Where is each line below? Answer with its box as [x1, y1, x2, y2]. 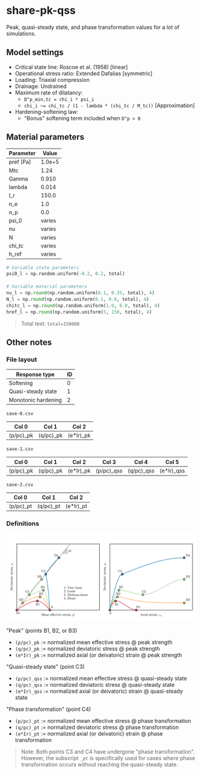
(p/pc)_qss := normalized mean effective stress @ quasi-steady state [14, 675, 188, 682]
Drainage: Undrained [14, 82, 67, 90]
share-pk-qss [6, 4, 76, 17]
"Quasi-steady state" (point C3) [6, 663, 85, 670]
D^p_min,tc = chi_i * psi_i [23, 96, 94, 102]
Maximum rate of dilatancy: [14, 88, 83, 96]
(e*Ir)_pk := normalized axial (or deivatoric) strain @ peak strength [14, 651, 182, 658]
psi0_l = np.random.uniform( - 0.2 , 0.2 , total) [6, 271, 125, 277]
